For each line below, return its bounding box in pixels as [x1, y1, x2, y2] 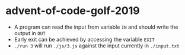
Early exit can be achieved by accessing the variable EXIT [14, 36, 155, 43]
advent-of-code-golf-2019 [5, 4, 140, 18]
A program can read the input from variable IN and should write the [14, 23, 178, 30]
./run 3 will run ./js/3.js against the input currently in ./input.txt [14, 42, 180, 49]
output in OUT [14, 29, 46, 36]
